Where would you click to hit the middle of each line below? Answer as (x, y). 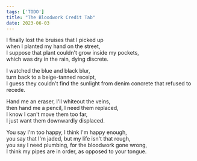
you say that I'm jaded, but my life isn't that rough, (68, 139)
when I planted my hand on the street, (53, 46)
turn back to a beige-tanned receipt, (51, 77)
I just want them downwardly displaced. (56, 121)
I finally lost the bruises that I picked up (55, 40)
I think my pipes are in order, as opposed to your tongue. (77, 151)
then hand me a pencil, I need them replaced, (62, 108)
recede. (16, 90)
